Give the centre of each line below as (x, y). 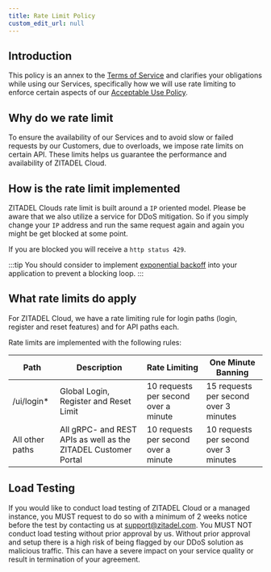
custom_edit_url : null (46, 23)
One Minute (232, 362)
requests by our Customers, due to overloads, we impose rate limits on (126, 146)
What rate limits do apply (73, 299)
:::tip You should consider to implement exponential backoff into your (123, 265)
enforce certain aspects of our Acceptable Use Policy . (98, 93)
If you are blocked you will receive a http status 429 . (97, 249)
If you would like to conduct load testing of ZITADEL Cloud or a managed (129, 507)
